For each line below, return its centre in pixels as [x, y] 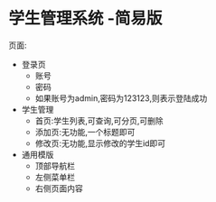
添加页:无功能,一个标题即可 [85, 132]
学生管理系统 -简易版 [85, 18]
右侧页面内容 [59, 188]
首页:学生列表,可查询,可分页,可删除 [99, 120]
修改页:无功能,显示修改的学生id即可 [100, 143]
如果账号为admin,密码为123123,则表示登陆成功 [121, 98]
